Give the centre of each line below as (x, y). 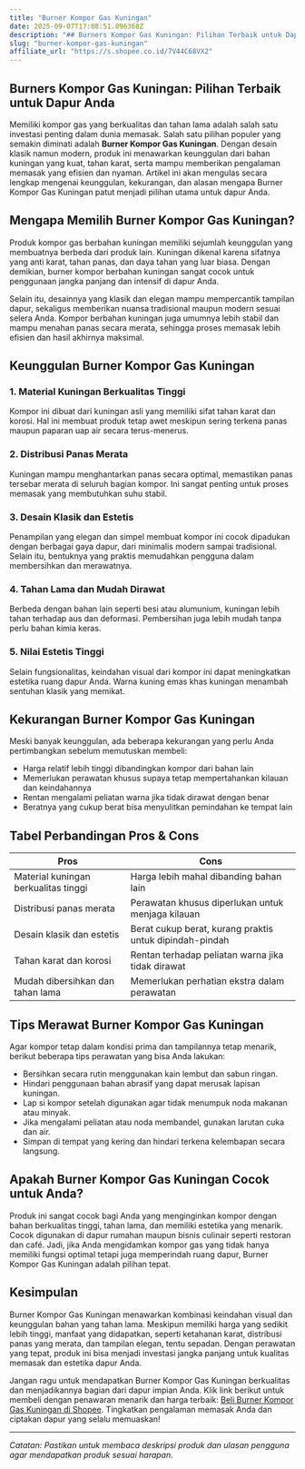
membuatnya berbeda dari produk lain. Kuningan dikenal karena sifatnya (145, 252)
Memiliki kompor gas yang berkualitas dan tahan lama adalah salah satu (144, 124)
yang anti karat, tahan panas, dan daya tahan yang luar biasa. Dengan (140, 262)
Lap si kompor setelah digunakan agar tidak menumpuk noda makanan (155, 1103)
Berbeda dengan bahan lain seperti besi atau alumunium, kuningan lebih (144, 609)
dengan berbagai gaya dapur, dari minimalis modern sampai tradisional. (143, 547)
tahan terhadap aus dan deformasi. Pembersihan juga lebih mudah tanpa (146, 619)
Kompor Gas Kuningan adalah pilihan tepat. (90, 1264)
